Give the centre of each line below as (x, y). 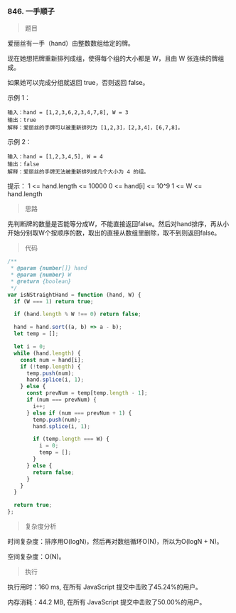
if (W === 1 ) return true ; (54, 301)
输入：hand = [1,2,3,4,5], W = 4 (55, 157)
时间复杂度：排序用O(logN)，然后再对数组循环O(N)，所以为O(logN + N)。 (115, 542)
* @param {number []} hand (49, 268)
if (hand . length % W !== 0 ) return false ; (77, 314)
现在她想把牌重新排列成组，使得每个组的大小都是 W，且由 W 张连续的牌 (113, 59)
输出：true (22, 120)
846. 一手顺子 (31, 11)
